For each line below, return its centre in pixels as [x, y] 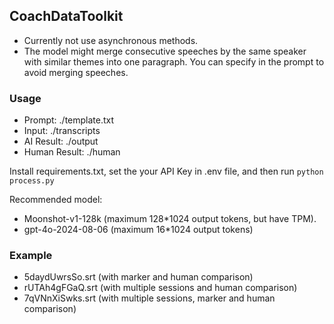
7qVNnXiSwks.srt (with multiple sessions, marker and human [149, 298]
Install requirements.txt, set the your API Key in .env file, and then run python [166, 171]
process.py [32, 181]
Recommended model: [56, 200]
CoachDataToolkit [66, 16]
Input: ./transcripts [62, 131]
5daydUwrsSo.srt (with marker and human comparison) [138, 277]
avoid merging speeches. [76, 72]
